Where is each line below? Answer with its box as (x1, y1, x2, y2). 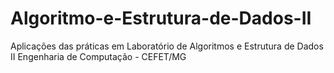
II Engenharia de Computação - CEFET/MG (10, 50, 187, 62)
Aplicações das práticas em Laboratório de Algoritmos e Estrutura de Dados (10, 40, 324, 52)
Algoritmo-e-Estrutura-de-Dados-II (10, 7, 312, 30)
